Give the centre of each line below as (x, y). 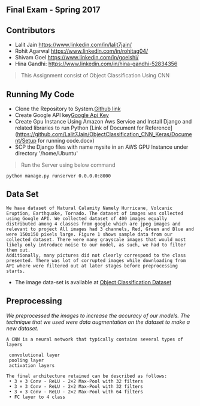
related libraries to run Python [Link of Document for (79, 128)
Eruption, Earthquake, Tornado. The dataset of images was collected (95, 213)
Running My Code (40, 94)
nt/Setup (26, 141)
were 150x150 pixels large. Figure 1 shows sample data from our (89, 234)
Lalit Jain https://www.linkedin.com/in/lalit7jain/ (73, 45)
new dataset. (22, 328)
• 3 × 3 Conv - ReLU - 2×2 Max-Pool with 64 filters (76, 392)
